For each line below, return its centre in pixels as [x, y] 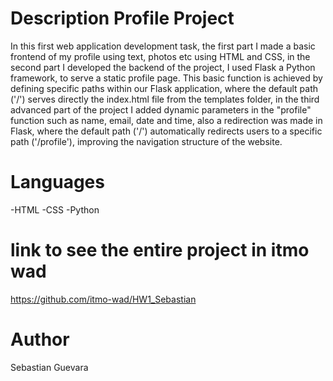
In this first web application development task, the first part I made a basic [163, 46]
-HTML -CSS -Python [55, 209]
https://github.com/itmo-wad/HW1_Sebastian [103, 299]
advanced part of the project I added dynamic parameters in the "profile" [161, 109]
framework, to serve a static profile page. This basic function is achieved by [166, 78]
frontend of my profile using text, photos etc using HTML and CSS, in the [160, 56]
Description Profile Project [122, 18]
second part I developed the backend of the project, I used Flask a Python [163, 67]
